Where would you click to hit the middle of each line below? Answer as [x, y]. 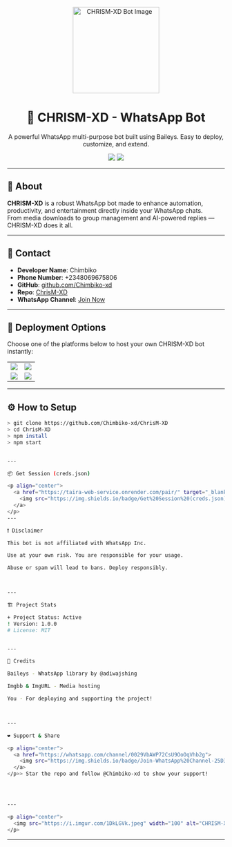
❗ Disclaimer [25, 531]
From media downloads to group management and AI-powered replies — [111, 218]
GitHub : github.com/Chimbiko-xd [65, 285]
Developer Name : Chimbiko [57, 270]
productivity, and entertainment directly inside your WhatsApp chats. [105, 210]
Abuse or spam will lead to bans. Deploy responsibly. [88, 568]
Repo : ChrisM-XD [42, 292]
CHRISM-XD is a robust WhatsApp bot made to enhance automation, [105, 203]
